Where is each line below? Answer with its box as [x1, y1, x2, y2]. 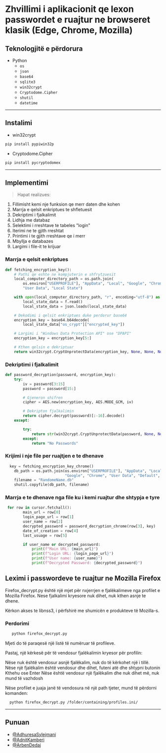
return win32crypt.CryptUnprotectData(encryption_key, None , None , [14, 349, 156, 354]
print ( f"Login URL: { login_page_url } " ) [31, 551, 114, 556]
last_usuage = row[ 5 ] [23, 533, 68, 538]
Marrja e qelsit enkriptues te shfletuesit [12, 207, 92, 213]
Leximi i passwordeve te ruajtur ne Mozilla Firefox [5, 574, 161, 583]
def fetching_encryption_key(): [5, 267, 72, 272]
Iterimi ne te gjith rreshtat [12, 227, 64, 234]
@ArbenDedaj [12, 742, 41, 748]
